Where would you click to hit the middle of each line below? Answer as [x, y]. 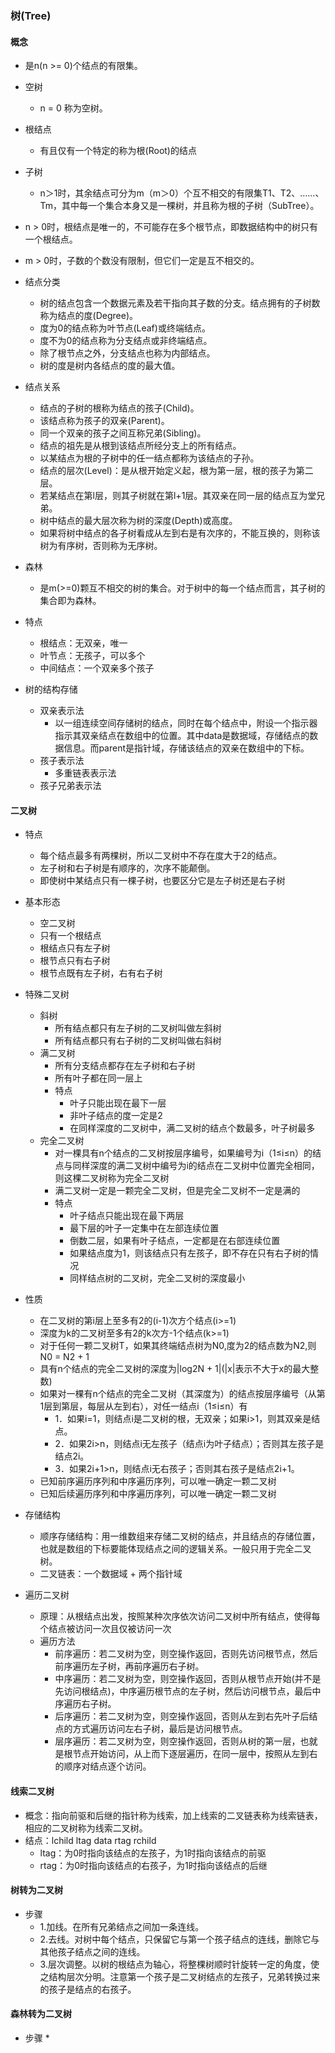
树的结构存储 [51, 689]
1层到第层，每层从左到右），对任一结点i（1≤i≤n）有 [143, 1406]
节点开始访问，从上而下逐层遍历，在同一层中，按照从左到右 [195, 1754]
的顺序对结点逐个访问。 [103, 1766]
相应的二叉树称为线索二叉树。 [86, 1828]
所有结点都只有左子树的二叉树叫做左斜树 [138, 1028]
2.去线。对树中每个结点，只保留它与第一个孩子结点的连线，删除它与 [179, 1939]
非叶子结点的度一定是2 [116, 1116]
